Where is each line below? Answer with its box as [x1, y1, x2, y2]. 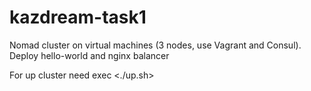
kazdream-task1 [9, 6, 147, 29]
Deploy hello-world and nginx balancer [9, 49, 170, 61]
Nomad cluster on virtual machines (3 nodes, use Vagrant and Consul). [9, 39, 302, 51]
